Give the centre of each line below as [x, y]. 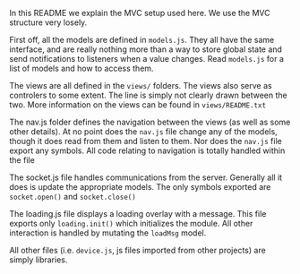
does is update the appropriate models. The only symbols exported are [140, 187]
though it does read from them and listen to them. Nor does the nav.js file [146, 141]
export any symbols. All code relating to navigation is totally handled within [147, 150]
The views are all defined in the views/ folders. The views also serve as [141, 86]
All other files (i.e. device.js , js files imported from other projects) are [137, 250]
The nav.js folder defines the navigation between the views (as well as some [150, 122]
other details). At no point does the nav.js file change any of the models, [143, 132]
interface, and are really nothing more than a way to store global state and [146, 49]
